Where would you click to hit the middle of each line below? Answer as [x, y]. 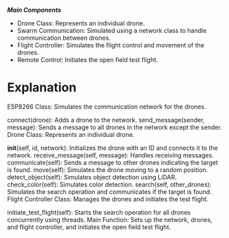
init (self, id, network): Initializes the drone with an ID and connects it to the [112, 148]
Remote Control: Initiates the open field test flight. [87, 60]
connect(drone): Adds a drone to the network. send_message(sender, [106, 120]
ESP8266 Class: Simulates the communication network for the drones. [107, 107]
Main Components [34, 10]
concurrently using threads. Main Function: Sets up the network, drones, [110, 219]
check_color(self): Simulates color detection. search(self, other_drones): [109, 184]
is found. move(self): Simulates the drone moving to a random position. [108, 170]
